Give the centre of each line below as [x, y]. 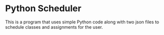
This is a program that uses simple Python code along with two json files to [82, 22]
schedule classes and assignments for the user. [54, 27]
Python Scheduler [43, 9]
